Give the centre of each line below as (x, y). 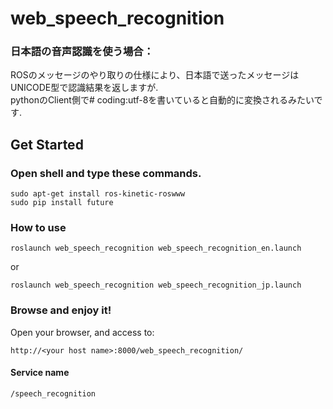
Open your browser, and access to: (82, 332)
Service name (40, 373)
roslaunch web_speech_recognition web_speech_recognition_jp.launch (156, 285)
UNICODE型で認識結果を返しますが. (84, 88)
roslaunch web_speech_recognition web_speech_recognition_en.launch (156, 248)
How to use (38, 228)
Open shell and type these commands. (106, 173)
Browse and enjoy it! (61, 310)
